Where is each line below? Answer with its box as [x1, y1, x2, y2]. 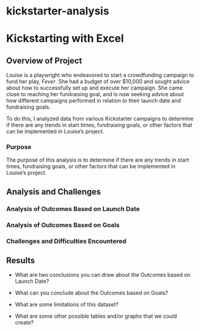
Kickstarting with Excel [6, 32, 124, 46]
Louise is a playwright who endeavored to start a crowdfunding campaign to [6, 71, 195, 79]
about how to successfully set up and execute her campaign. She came [6, 84, 183, 91]
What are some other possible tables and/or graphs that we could [14, 312, 177, 320]
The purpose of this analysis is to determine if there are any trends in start [6, 156, 189, 163]
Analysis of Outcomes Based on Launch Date [6, 204, 140, 213]
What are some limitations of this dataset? [14, 301, 119, 308]
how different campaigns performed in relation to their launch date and [6, 97, 181, 105]
